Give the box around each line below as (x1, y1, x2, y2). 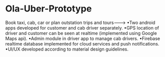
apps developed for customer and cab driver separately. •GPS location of (5, 24, 159, 30)
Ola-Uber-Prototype (5, 3, 92, 14)
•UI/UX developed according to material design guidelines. (5, 46, 128, 52)
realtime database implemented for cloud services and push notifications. (5, 40, 159, 46)
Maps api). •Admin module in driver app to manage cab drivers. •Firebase (5, 35, 160, 41)
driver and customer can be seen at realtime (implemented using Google (5, 30, 157, 36)
